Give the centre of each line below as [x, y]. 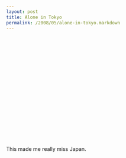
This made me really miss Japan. [46, 149]
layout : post [22, 12]
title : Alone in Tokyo [34, 17]
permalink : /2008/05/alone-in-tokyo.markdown [63, 23]
